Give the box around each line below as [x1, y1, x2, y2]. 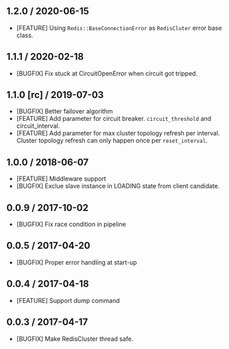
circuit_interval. [16, 122, 60, 130]
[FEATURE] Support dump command [16, 296, 121, 304]
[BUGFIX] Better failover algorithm [16, 107, 114, 115]
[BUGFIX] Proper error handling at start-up [16, 258, 138, 267]
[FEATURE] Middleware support [16, 174, 107, 183]
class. [16, 31, 34, 39]
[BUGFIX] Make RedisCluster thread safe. [16, 335, 134, 343]
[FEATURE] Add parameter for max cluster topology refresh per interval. [16, 129, 220, 137]
